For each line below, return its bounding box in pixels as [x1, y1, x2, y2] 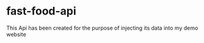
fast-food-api [6, 4, 76, 18]
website [6, 30, 26, 38]
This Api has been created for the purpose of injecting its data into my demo [6, 24, 199, 31]
